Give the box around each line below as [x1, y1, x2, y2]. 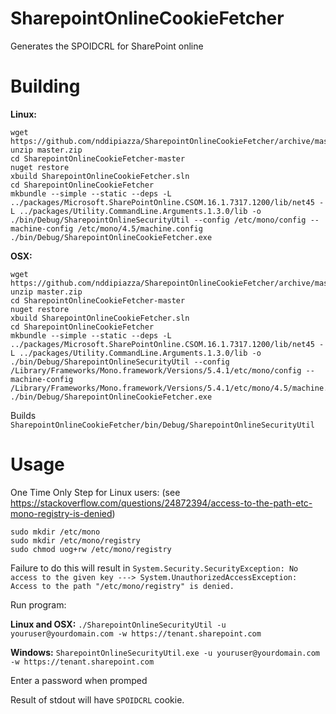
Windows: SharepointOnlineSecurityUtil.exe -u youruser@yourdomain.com [10, 646, 320, 658]
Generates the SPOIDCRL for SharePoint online [10, 40, 204, 52]
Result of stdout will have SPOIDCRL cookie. [10, 693, 185, 706]
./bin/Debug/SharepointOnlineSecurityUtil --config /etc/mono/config [10, 215, 307, 225]
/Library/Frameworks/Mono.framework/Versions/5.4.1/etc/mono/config [10, 365, 302, 376]
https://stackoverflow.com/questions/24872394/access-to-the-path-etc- [10, 497, 313, 509]
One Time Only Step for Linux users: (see [10, 486, 181, 498]
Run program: [10, 598, 67, 611]
